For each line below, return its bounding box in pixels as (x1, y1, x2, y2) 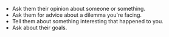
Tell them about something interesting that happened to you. (12, 18, 164, 24)
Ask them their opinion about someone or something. (12, 5, 146, 12)
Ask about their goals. (12, 24, 67, 31)
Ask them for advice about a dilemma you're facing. (12, 11, 142, 18)
